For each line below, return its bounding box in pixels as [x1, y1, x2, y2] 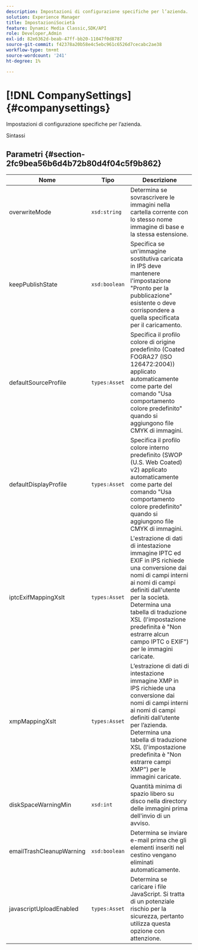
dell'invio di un [130, 812, 171, 820]
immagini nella [130, 201, 170, 209]
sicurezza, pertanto [130, 912, 184, 920]
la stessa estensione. [130, 230, 189, 239]
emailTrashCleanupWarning [9, 847, 86, 856]
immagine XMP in [130, 677, 179, 685]
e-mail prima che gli [130, 836, 187, 844]
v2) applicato [130, 466, 167, 474]
